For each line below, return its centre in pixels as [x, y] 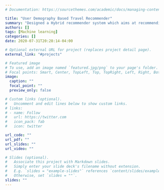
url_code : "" [18, 135]
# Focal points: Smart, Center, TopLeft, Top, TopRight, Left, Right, [78, 72]
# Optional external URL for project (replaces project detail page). [78, 50]
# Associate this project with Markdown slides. [58, 162]
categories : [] [20, 37]
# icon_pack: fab [25, 122]
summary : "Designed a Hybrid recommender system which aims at [71, 23]
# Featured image [23, 63]
